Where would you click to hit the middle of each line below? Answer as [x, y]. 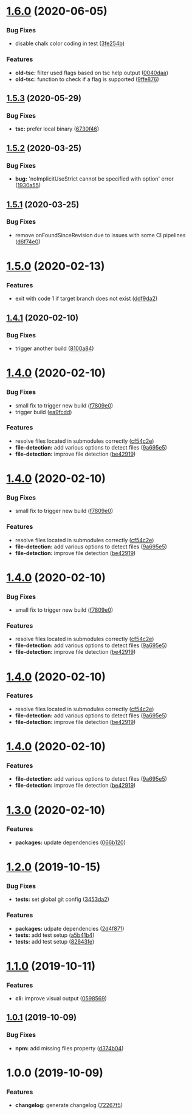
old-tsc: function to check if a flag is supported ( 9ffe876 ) [87, 79]
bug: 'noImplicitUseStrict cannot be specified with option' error [94, 179]
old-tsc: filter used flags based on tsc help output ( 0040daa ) [91, 73]
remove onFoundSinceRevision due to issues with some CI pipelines [100, 235]
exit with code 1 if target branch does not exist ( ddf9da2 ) [86, 299]
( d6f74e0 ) [28, 242]
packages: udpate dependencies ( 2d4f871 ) [70, 928]
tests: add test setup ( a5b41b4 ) [55, 935]
